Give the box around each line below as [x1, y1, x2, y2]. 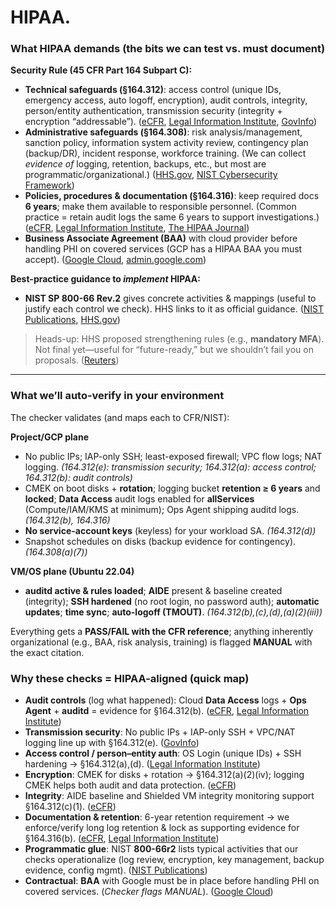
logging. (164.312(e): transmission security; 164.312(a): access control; [24, 461, 317, 473]
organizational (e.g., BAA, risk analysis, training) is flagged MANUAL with [10, 636, 313, 648]
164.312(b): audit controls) [24, 471, 133, 483]
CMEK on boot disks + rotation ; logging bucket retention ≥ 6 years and [24, 482, 321, 494]
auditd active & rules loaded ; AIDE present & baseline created [24, 584, 283, 596]
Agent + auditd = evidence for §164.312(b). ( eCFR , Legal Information [24, 705, 310, 717]
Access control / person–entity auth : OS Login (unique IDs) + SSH [24, 747, 302, 760]
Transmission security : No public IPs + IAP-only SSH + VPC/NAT [24, 726, 296, 738]
